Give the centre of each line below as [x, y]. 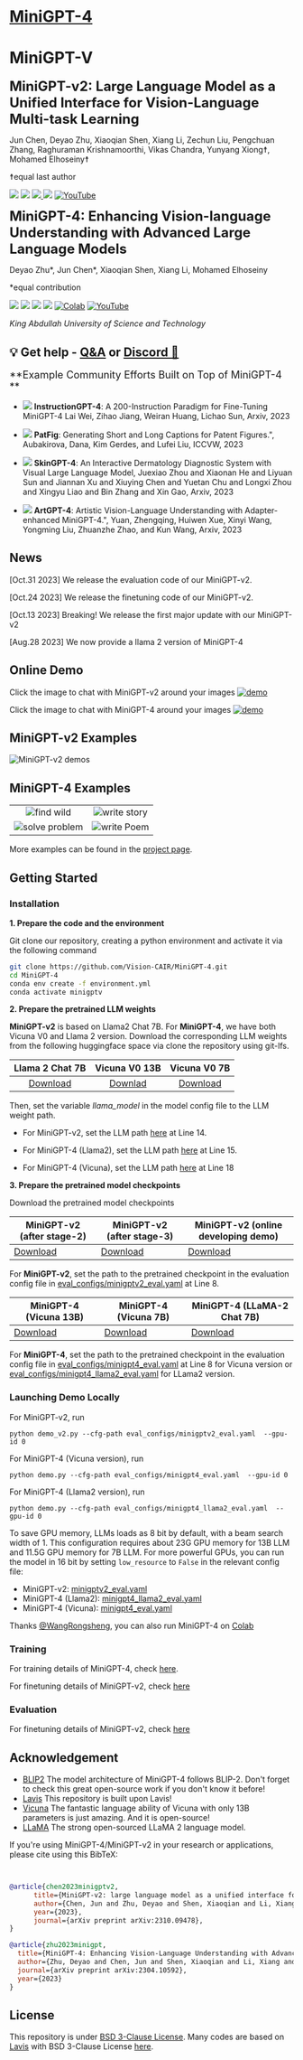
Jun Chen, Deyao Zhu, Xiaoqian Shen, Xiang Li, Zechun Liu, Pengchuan [142, 140]
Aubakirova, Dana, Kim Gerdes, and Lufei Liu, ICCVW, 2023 [133, 444]
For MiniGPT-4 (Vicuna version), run [77, 1458]
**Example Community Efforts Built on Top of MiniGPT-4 [146, 375]
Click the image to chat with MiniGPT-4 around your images [120, 709]
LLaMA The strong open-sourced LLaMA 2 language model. [134, 1828]
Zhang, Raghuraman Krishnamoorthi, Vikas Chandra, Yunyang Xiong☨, [140, 150]
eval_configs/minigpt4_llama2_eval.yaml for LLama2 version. [122, 1374]
